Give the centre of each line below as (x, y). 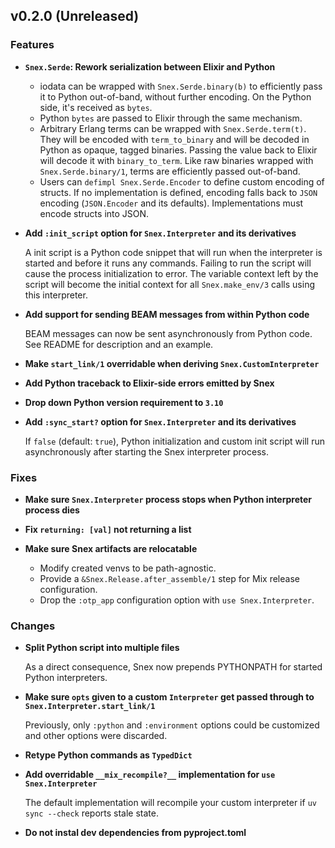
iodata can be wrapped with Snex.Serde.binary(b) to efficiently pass (181, 86)
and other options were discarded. (96, 736)
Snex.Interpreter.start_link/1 (90, 707)
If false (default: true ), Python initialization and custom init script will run (174, 441)
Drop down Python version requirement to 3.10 (124, 402)
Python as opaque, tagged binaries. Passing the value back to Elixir (178, 150)
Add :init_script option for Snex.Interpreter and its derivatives (160, 233)
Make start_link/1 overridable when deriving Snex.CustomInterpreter (172, 363)
